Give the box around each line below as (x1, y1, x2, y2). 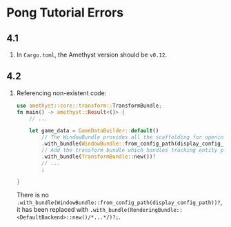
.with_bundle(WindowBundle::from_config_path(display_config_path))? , (16, 198, 223, 206)
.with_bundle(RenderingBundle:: (90, 207, 183, 214)
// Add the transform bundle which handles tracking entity (41, 147, 218, 154)
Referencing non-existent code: (16, 88, 107, 97)
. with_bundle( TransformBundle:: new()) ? (41, 153, 156, 160)
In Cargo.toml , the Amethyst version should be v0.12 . (16, 50, 167, 59)
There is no (16, 191, 49, 199)
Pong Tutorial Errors (6, 5, 124, 21)
